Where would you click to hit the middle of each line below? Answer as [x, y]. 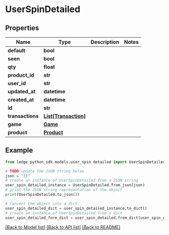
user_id [17, 83]
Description [105, 42]
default [17, 50]
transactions [23, 116]
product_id [21, 75]
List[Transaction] [65, 116]
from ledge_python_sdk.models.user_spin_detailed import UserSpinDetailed [85, 162]
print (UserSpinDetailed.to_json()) [43, 195]
